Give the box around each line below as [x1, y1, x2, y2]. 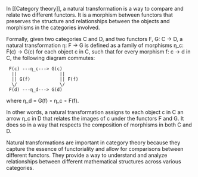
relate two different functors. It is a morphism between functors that [6, 11, 173, 18]
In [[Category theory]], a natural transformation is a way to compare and [6, 5, 184, 12]
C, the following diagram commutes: [6, 55, 95, 61]
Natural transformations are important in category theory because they [6, 139, 181, 146]
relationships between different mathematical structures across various [6, 158, 181, 165]
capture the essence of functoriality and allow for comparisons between [6, 146, 184, 152]
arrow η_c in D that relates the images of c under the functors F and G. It [6, 115, 184, 122]
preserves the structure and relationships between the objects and [6, 18, 170, 24]
